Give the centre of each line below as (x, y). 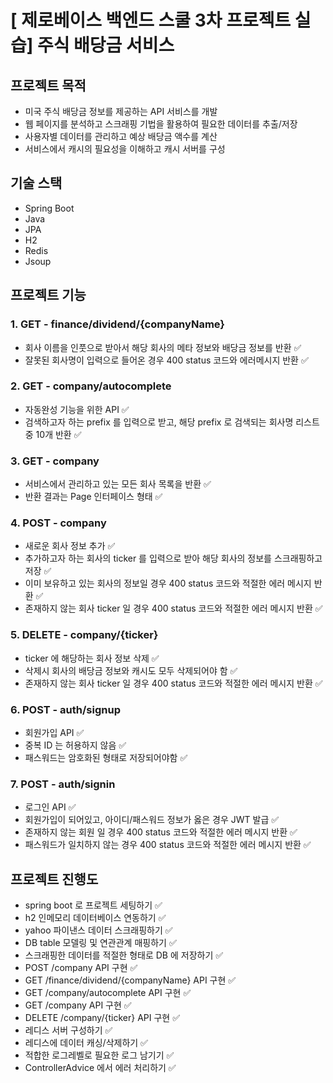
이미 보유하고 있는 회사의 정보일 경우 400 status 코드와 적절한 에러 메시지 (168, 583)
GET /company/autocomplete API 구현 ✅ (108, 993)
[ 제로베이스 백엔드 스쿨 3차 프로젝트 (151, 20)
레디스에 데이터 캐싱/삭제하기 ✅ (86, 1043)
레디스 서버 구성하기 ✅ (68, 1030)
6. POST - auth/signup (65, 709)
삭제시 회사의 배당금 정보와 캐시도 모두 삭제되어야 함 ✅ (131, 670)
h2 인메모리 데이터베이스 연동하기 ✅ (95, 918)
